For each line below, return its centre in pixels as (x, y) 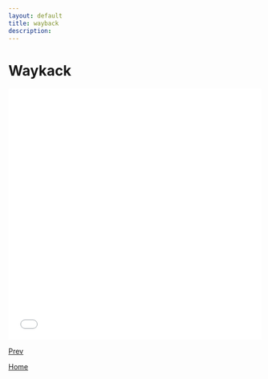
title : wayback (34, 23)
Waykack (40, 70)
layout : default (35, 16)
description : (30, 31)
